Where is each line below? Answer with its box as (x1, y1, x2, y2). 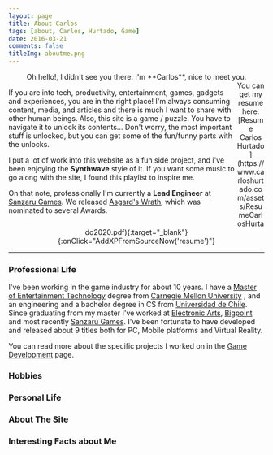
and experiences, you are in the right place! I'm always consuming (8, 97, 231, 106)
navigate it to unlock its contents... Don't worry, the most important (8, 123, 232, 132)
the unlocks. (8, 140, 50, 149)
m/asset (236, 193, 265, 202)
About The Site (8, 414, 69, 425)
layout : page (8, 11, 53, 20)
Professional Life (8, 263, 77, 275)
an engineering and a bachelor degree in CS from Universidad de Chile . (8, 300, 248, 310)
